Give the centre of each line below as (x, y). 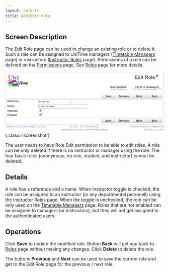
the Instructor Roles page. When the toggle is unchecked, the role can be (81, 200)
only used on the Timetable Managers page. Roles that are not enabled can (83, 205)
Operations (23, 232)
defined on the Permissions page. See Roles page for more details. (74, 65)
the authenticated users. (30, 216)
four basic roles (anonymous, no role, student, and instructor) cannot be (80, 156)
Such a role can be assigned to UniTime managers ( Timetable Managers (80, 54)
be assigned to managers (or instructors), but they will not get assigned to (82, 211)
